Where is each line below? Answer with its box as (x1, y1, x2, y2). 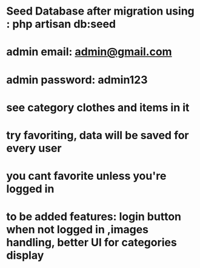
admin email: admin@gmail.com (6, 45, 172, 59)
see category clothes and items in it (6, 100, 190, 114)
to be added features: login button (6, 210, 182, 224)
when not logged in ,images (6, 223, 149, 236)
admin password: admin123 (6, 73, 148, 86)
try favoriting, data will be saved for (6, 128, 189, 142)
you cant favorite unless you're (6, 169, 167, 183)
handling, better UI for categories (6, 236, 177, 250)
